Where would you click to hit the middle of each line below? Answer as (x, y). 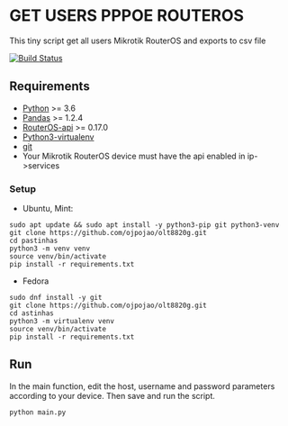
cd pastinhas (34, 241)
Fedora (36, 281)
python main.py (38, 412)
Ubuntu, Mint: (48, 209)
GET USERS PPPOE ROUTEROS (127, 16)
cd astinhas (31, 313)
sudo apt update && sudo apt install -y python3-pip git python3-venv (144, 225)
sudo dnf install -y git (56, 298)
